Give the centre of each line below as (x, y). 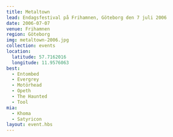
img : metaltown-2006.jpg (38, 40)
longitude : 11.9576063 (40, 62)
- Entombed (25, 74)
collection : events (31, 46)
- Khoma (22, 113)
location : (19, 52)
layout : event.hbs (29, 125)
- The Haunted (29, 96)
